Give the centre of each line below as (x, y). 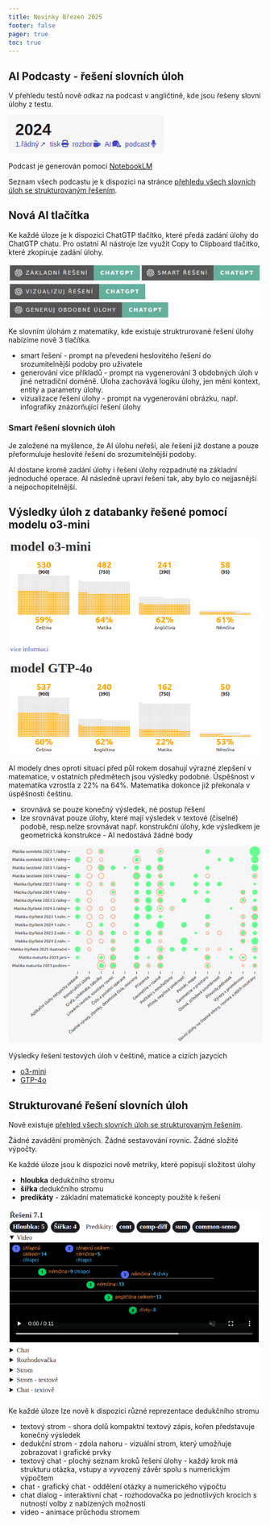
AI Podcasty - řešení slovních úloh (96, 76)
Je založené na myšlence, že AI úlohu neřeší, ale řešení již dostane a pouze (134, 445)
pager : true (28, 34)
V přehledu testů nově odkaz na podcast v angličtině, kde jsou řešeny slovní (135, 96)
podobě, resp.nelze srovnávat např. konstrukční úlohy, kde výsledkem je (140, 827)
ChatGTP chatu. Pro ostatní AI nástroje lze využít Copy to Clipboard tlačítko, (134, 243)
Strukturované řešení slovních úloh (98, 1105)
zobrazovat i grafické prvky (65, 1452)
